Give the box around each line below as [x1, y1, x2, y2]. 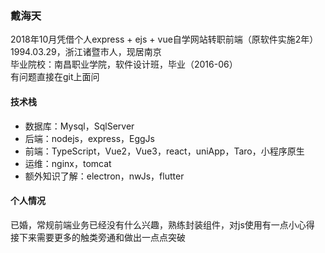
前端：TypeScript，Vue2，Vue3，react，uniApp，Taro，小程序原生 [24, 145, 305, 157]
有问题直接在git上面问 [10, 71, 100, 83]
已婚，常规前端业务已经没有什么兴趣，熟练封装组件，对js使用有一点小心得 [10, 218, 315, 231]
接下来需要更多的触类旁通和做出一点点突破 [10, 231, 186, 243]
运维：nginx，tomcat [24, 157, 112, 169]
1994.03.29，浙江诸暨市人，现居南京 [10, 46, 162, 58]
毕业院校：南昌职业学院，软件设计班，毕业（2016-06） [10, 58, 238, 71]
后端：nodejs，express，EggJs [24, 132, 155, 144]
